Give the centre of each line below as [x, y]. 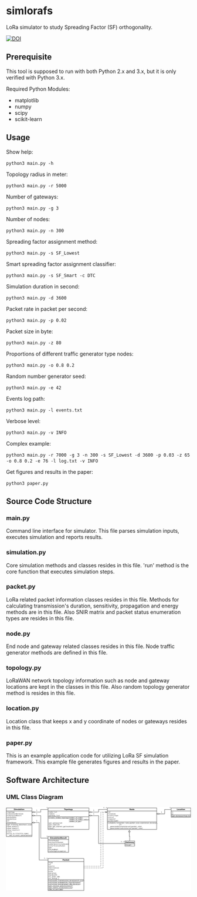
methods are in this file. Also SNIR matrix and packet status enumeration [94, 612]
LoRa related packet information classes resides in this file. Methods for [93, 599]
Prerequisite [29, 57]
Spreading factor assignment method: [52, 241]
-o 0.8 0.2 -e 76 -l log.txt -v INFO [52, 461]
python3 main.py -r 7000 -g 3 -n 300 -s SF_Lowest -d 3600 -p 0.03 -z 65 [98, 455]
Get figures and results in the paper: [50, 471]
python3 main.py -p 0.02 [36, 320]
